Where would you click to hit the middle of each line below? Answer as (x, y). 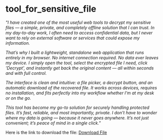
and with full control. (26, 73)
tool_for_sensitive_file (51, 9)
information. (18, 43)
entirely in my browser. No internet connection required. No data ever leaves (82, 57)
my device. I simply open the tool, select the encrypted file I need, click (76, 63)
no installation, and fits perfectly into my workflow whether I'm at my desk (80, 93)
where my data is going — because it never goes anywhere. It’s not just (77, 118)
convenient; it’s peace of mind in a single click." (53, 123)
